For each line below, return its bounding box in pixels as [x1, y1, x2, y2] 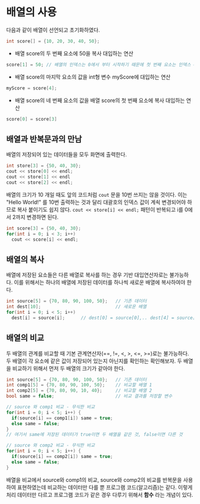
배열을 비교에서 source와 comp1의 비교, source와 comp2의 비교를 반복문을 [6, 476, 182, 483]
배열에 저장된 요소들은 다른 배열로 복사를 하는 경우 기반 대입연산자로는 [6, 271, 168, 279]
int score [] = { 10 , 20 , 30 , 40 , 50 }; [6, 38, 100, 44]
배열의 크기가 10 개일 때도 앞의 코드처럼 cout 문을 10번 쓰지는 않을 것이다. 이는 [6, 191, 187, 198]
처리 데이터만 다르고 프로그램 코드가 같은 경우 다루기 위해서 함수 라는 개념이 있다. [6, 491, 193, 498]
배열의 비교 [6, 333, 45, 343]
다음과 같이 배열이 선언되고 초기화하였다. [6, 26, 100, 33]
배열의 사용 [6, 5, 57, 19]
